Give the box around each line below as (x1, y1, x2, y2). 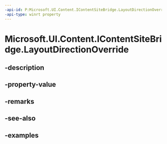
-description (4, 64, 44, 72)
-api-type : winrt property (4, 12, 61, 17)
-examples (4, 131, 39, 140)
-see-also (4, 114, 36, 123)
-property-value (4, 80, 56, 89)
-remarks (4, 97, 34, 106)
